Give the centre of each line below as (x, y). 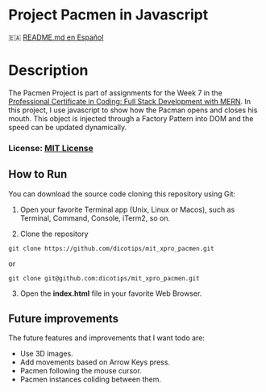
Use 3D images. (47, 354)
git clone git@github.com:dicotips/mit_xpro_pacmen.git (104, 278)
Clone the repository (54, 234)
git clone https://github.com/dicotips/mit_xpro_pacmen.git (112, 248)
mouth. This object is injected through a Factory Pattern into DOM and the (131, 118)
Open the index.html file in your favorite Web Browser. (111, 293)
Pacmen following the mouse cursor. (81, 371)
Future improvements (64, 318)
